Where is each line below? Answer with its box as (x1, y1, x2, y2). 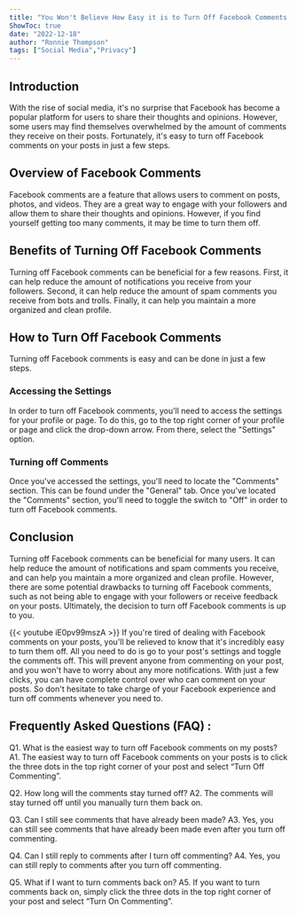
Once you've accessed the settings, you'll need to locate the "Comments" (9, 475, 279, 486)
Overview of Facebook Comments (9, 166, 202, 181)
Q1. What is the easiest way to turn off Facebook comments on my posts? (9, 742, 277, 753)
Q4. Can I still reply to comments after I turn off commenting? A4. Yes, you (9, 850, 281, 861)
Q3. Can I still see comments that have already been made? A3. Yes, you (9, 814, 274, 825)
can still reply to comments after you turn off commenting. (9, 859, 222, 870)
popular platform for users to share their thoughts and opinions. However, (9, 112, 277, 122)
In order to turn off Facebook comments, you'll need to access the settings (9, 405, 283, 416)
